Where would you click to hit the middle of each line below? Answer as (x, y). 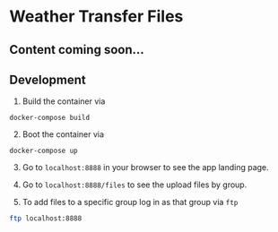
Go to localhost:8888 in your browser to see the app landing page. (145, 168)
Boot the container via (63, 134)
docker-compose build (50, 118)
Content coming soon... (77, 50)
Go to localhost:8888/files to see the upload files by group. (135, 185)
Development (48, 79)
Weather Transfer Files (96, 17)
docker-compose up (43, 151)
